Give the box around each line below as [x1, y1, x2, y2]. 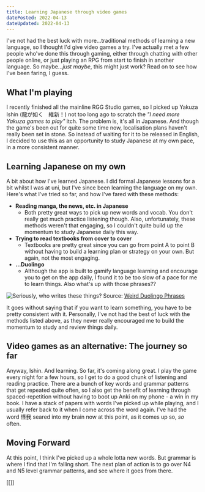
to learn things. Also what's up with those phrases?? [24, 281, 156, 287]
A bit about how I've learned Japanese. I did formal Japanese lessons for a [6, 178, 195, 185]
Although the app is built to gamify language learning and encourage [24, 267, 198, 274]
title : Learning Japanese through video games [6, 9, 127, 15]
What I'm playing [6, 87, 73, 98]
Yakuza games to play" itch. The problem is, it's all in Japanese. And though [6, 117, 199, 125]
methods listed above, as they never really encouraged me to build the [6, 317, 184, 324]
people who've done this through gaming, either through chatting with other [6, 50, 198, 57]
